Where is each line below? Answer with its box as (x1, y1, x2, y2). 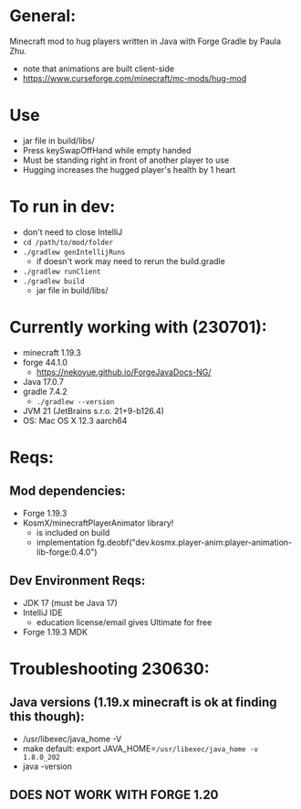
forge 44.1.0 (22, 357, 68, 367)
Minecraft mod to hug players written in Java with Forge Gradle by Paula (9, 36, 281, 47)
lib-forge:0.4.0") (36, 546, 98, 558)
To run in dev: (9, 197, 116, 218)
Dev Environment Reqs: (9, 573, 146, 589)
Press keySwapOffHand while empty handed (22, 144, 192, 155)
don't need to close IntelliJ (22, 226, 123, 238)
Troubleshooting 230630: (9, 658, 210, 679)
